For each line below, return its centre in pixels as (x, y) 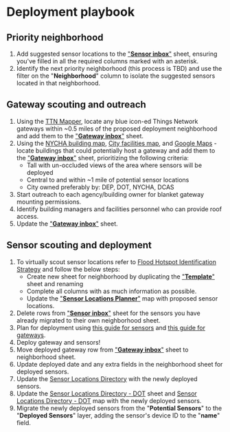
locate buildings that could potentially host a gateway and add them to (116, 150)
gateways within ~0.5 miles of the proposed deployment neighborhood (117, 129)
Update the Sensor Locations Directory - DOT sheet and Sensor (106, 393)
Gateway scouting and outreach (77, 105)
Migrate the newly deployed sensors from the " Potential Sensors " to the (119, 408)
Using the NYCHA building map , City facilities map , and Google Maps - (116, 143)
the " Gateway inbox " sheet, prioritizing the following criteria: (103, 158)
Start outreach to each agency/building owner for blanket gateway (110, 194)
